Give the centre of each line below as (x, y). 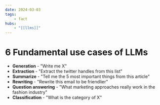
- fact (21, 19)
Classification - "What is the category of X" (57, 98)
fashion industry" (30, 92)
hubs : (11, 23)
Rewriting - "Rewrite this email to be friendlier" (60, 82)
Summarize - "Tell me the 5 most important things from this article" (81, 76)
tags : (11, 14)
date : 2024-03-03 (23, 10)
